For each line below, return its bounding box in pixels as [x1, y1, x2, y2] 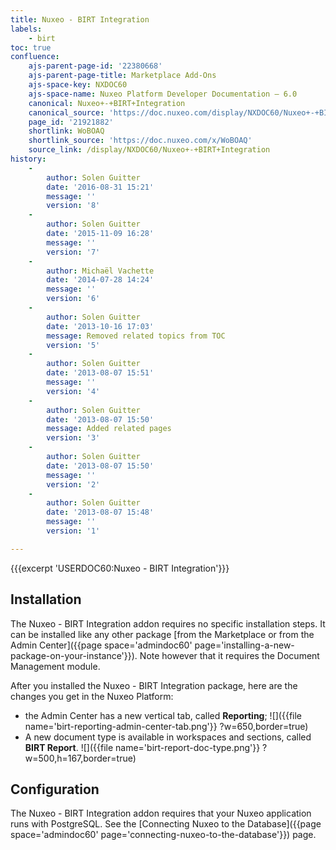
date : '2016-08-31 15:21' [46, 182, 155, 192]
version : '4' [46, 386, 101, 396]
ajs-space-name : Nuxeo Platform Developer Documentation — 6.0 [28, 89, 298, 99]
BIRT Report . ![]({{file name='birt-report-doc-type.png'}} [24, 741, 261, 753]
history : [10, 154, 47, 164]
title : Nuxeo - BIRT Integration [10, 14, 150, 25]
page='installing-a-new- [194, 639, 295, 651]
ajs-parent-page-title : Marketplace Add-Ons [28, 71, 217, 81]
